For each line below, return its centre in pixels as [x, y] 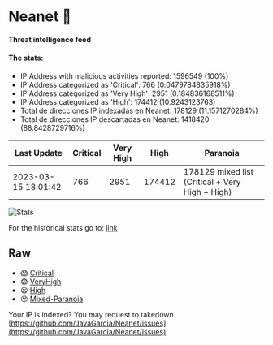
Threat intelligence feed [50, 39]
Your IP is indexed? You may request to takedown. [92, 314]
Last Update [39, 153]
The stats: [26, 58]
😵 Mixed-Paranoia [52, 299]
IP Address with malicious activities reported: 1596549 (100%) [124, 75]
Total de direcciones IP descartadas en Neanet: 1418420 [115, 119]
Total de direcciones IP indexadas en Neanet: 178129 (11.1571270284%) [139, 110]
